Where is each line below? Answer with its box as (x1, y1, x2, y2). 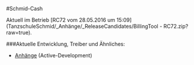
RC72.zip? (163, 23, 189, 30)
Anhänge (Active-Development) (14, 52, 93, 58)
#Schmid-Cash (6, 5, 43, 12)
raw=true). (6, 29, 33, 36)
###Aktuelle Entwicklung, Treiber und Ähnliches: (6, 41, 125, 47)
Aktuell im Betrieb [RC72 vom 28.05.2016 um (6, 17, 115, 23)
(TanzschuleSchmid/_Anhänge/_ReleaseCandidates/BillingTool (6, 23, 159, 30)
